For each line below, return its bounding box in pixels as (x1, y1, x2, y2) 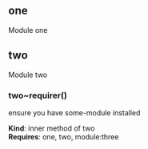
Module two (8, 70, 48, 79)
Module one (8, 25, 48, 34)
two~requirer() (8, 90, 68, 101)
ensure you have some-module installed (8, 107, 141, 117)
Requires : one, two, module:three (8, 131, 119, 141)
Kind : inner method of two (8, 123, 95, 133)
